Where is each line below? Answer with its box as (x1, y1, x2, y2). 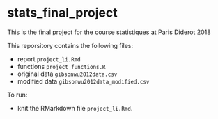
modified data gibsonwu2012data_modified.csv (17, 77, 150, 85)
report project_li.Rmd (17, 54, 81, 63)
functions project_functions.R (17, 62, 106, 70)
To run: (7, 90, 28, 99)
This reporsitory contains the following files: (7, 41, 134, 49)
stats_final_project (7, 5, 118, 21)
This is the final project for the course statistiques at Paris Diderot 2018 (7, 28, 211, 36)
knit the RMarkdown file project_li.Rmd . (17, 104, 133, 112)
